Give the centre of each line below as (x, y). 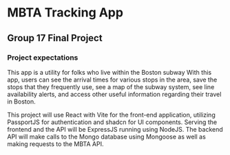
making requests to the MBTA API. (55, 144)
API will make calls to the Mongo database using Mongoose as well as (107, 136)
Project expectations (43, 58)
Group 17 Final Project (55, 38)
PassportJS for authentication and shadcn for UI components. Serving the (112, 122)
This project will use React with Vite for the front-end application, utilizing (111, 115)
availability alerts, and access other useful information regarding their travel (114, 94)
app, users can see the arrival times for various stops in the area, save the (112, 80)
